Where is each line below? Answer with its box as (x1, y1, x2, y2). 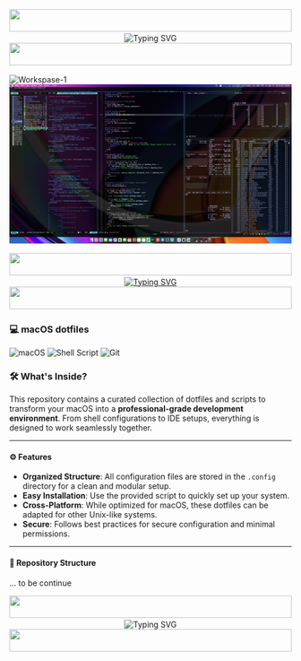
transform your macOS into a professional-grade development (9, 404, 244, 414)
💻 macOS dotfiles (9, 323, 90, 335)
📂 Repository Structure (9, 557, 97, 568)
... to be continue (9, 578, 72, 588)
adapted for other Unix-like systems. (21, 509, 158, 520)
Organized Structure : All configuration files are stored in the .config (21, 471, 276, 483)
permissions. (21, 528, 70, 539)
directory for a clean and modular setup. (21, 481, 172, 491)
